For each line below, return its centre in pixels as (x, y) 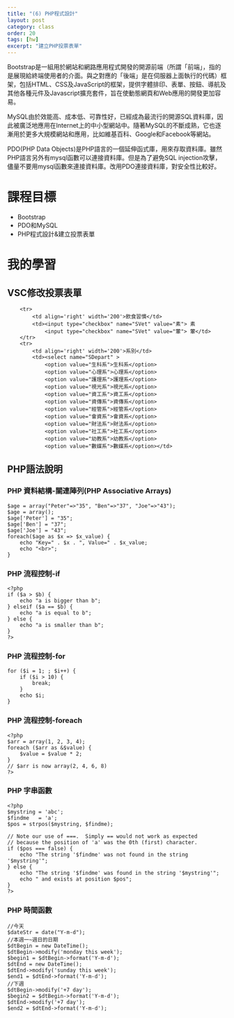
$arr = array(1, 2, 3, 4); (46, 742)
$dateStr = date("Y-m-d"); (46, 933)
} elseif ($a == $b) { (40, 607)
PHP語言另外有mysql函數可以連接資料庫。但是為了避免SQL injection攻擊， (114, 157)
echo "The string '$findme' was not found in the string (104, 855)
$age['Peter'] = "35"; (40, 518)
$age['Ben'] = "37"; (37, 524)
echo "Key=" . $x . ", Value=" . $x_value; (84, 543)
